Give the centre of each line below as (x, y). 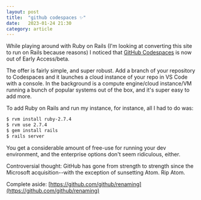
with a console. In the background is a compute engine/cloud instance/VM (99, 84)
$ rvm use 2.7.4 (27, 125)
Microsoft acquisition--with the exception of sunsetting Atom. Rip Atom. (96, 172)
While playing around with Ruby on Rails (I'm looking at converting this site (99, 46)
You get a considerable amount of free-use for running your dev (86, 148)
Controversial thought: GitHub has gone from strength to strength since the (100, 166)
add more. (19, 96)
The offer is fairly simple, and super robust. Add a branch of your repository (101, 71)
